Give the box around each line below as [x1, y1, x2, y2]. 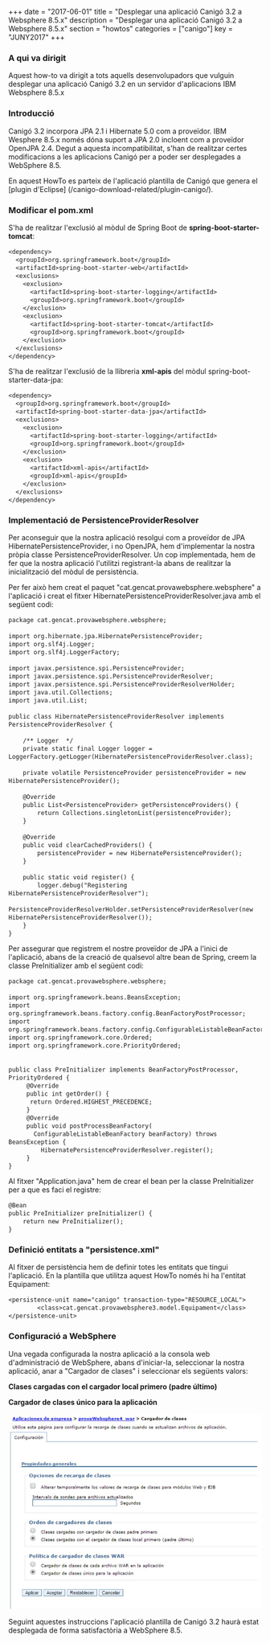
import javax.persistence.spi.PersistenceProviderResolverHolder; [8, 681, 235, 689]
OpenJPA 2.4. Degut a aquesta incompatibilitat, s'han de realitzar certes [8, 143, 247, 153]
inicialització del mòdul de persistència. [8, 567, 139, 577]
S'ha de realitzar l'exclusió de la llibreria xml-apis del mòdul [8, 366, 207, 376]
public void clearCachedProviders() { [22, 842, 153, 850]
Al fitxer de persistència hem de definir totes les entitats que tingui [8, 1262, 229, 1272]
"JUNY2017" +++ [8, 32, 65, 42]
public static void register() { [22, 874, 135, 882]
